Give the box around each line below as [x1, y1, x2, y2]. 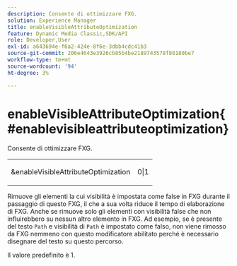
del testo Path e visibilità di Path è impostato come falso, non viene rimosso [7, 222, 226, 231]
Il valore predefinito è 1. [7, 251, 76, 260]
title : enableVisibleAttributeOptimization [7, 23, 138, 30]
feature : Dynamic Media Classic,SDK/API [7, 30, 129, 37]
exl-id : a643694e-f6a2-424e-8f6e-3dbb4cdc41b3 [7, 43, 147, 50]
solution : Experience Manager [7, 17, 97, 24]
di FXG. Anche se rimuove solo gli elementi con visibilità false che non [7, 207, 212, 216]
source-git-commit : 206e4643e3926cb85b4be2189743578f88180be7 [7, 50, 195, 57]
